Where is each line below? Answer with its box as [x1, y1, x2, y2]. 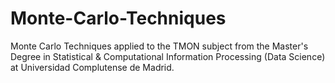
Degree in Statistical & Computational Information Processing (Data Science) [10, 50, 326, 62]
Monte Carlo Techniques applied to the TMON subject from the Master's [10, 40, 309, 52]
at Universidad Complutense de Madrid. [10, 61, 175, 73]
